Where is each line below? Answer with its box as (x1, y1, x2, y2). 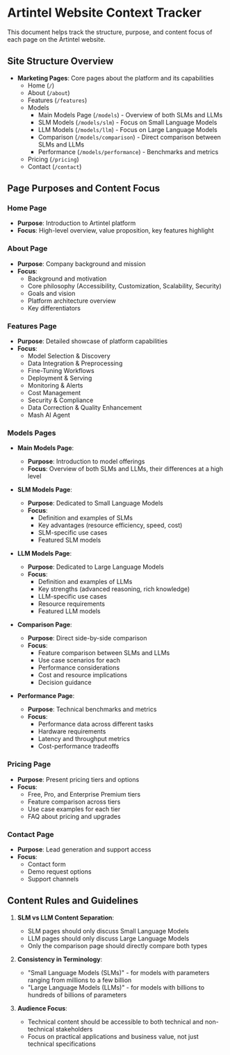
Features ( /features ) (27, 96, 88, 104)
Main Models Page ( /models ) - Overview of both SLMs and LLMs (38, 110, 223, 119)
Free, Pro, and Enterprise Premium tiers (27, 790, 141, 798)
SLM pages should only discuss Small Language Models (27, 927, 190, 935)
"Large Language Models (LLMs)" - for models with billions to (27, 983, 205, 991)
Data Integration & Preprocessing (27, 359, 123, 367)
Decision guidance (38, 679, 92, 687)
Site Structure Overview (7, 56, 114, 67)
